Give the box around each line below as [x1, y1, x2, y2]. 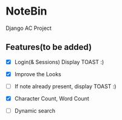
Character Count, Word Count [14, 94, 89, 102]
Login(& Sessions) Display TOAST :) [14, 58, 104, 65]
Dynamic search [14, 107, 56, 114]
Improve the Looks [14, 70, 61, 77]
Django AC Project [5, 24, 52, 32]
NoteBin [5, 4, 47, 18]
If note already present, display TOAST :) [14, 82, 117, 90]
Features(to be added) [5, 42, 92, 52]
